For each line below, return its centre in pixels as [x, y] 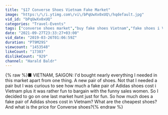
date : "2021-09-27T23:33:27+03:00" [42, 33]
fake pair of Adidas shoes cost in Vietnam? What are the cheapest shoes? [81, 102]
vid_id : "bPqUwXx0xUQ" [29, 19]
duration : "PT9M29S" [27, 42]
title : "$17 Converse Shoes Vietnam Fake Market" [58, 10]
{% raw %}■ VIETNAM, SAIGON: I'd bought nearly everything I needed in [81, 75]
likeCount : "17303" [25, 51]
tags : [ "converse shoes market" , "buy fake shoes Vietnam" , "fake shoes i [82, 28]
